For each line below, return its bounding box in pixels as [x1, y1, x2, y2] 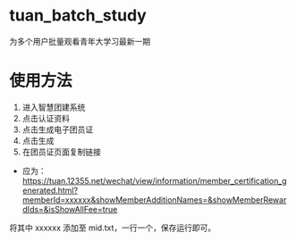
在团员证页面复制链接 [21, 146, 101, 157]
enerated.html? [21, 185, 79, 195]
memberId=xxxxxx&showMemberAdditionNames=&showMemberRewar [21, 194, 287, 205]
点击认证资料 [21, 112, 70, 123]
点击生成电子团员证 [21, 124, 94, 135]
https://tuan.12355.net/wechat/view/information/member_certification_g [21, 175, 288, 186]
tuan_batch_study [9, 5, 148, 26]
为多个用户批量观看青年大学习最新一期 [9, 36, 150, 46]
